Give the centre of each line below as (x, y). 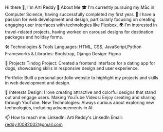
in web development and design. (38, 83)
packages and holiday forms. (34, 37)
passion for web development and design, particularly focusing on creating (80, 19)
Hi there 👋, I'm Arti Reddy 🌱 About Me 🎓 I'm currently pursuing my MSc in (80, 7)
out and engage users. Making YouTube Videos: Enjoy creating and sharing (80, 97)
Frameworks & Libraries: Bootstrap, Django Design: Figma (63, 54)
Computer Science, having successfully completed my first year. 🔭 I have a (80, 14)
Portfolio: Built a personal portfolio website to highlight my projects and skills (82, 78)
